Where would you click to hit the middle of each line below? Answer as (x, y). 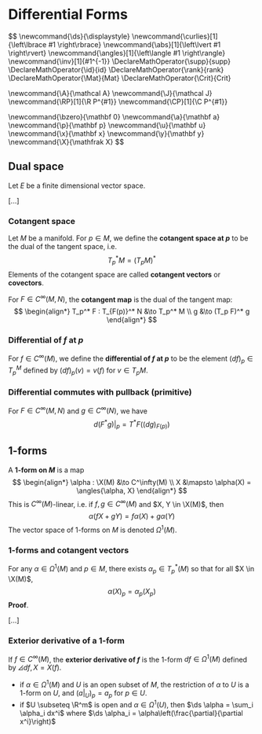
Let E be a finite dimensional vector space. (77, 185)
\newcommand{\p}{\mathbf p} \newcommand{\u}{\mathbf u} (107, 125)
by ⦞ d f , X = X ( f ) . (35, 668)
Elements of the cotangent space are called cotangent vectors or (115, 274)
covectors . (26, 283)
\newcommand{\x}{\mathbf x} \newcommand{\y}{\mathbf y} (106, 133)
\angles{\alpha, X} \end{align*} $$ (132, 490)
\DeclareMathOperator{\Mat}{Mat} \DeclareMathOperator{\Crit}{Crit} (120, 78)
